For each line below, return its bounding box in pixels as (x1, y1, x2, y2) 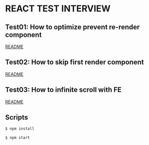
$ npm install (5, 126, 35, 132)
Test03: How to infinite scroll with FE (5, 85, 122, 94)
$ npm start (5, 135, 30, 141)
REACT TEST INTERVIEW (5, 3, 111, 14)
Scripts (5, 113, 28, 122)
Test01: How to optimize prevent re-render (5, 23, 140, 31)
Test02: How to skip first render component (5, 58, 144, 67)
